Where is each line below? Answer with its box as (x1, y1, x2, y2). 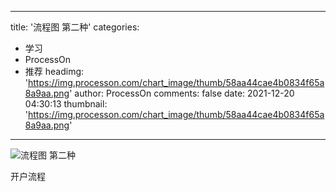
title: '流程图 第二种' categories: (10, 21, 140, 33)
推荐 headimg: (24, 66, 85, 77)
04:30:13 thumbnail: (24, 98, 108, 110)
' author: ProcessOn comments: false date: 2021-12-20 (69, 87, 295, 99)
